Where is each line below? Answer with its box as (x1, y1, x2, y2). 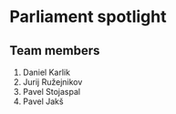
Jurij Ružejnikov (22, 77, 83, 88)
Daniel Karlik (22, 67, 71, 78)
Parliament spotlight (9, 6, 167, 27)
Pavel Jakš (22, 96, 64, 107)
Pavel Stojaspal (22, 87, 80, 97)
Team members (9, 43, 100, 58)
